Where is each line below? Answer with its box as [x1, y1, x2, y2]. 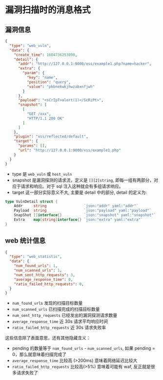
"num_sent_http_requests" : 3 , [14, 272, 76, 277]
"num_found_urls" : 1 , [14, 264, 58, 268]
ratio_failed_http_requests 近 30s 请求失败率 [12, 325, 106, 331]
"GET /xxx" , [26, 112, 51, 116]
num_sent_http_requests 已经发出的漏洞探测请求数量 [12, 313, 118, 318]
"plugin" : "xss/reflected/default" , [14, 134, 89, 139]
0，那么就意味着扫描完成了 [12, 352, 67, 358]
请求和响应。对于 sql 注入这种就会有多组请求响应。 [20, 183, 123, 189]
